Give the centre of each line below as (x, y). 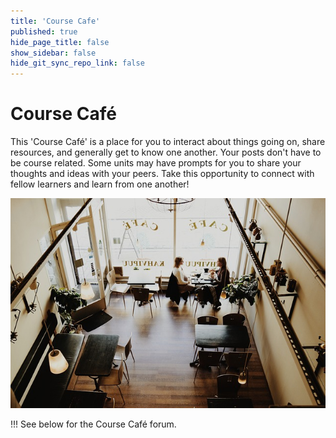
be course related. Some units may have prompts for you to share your (156, 163)
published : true (44, 31)
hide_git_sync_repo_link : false (77, 63)
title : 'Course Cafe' (55, 21)
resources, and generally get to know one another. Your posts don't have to (166, 152)
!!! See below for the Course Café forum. (93, 424)
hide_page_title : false (60, 42)
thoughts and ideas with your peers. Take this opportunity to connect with (162, 174)
